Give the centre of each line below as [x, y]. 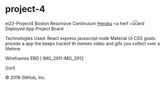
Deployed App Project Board [34, 29]
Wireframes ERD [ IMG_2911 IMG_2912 [44, 58]
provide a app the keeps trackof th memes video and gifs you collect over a [83, 43]
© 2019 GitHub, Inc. [26, 77]
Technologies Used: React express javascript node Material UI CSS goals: [81, 38]
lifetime [13, 48]
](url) [10, 68]
